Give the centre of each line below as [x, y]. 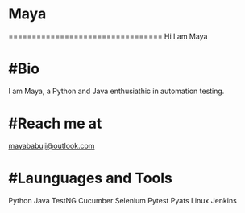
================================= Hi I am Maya [108, 36]
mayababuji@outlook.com [52, 145]
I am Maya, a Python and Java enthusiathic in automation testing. [116, 91]
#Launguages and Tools [91, 178]
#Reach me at [55, 123]
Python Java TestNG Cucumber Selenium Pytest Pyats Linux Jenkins [123, 200]
